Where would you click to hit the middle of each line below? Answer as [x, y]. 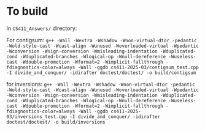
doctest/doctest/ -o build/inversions [56, 122]
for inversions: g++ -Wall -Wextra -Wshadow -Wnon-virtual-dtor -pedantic [101, 84]
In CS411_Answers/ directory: [42, 28]
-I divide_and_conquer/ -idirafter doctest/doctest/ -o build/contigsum [101, 73]
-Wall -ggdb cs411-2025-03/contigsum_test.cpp [138, 67]
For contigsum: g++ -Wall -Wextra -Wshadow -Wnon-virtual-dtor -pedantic [102, 40]
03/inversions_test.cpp [37, 117]
